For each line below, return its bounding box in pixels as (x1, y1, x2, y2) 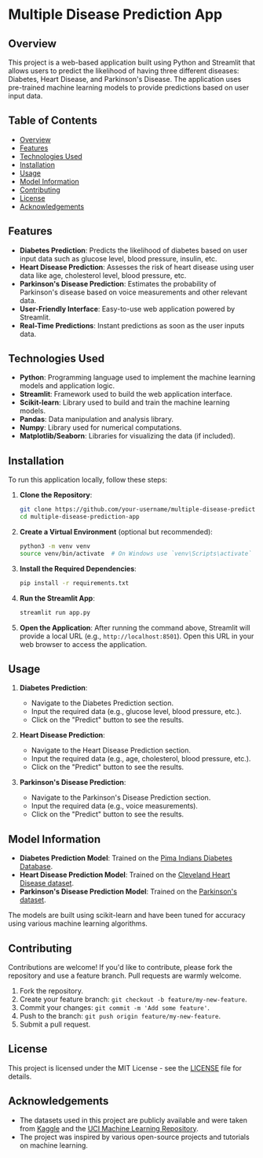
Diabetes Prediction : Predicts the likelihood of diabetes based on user (19, 246, 248, 255)
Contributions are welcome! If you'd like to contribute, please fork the (8, 962, 233, 971)
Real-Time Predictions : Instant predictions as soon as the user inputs (19, 320, 245, 330)
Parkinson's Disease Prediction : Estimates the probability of (19, 279, 217, 288)
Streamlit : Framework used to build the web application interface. (19, 390, 233, 399)
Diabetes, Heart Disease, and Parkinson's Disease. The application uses (8, 75, 242, 83)
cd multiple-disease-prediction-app (19, 513, 140, 521)
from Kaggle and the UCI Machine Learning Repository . (19, 1123, 199, 1133)
